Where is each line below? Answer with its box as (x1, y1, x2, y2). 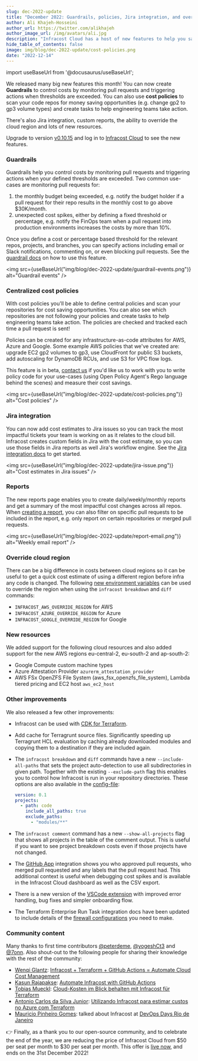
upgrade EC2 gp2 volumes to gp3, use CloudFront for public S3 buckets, (6, 349, 183, 356)
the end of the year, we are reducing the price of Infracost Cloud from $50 (6, 1037, 187, 1044)
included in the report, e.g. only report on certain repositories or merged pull (6, 514, 192, 522)
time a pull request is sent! (6, 325, 70, 332)
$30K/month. (14, 205, 47, 212)
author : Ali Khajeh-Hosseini (6, 19, 78, 25)
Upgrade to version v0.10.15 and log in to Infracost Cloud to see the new (6, 134, 181, 142)
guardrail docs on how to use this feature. (6, 254, 108, 261)
